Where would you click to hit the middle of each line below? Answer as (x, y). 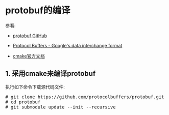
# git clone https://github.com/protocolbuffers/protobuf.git (85, 97)
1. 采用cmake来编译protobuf (51, 74)
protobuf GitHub (30, 36)
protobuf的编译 (38, 10)
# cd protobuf (23, 102)
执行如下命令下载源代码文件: (35, 87)
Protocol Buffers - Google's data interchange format (67, 45)
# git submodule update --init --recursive (61, 107)
